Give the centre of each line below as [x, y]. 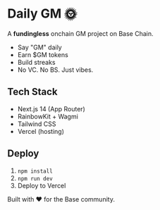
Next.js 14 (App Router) [51, 109]
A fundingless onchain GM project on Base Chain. [80, 33]
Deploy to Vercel [42, 185]
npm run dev [35, 178]
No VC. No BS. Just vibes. [55, 70]
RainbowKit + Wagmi [48, 116]
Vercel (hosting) [41, 131]
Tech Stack [32, 92]
